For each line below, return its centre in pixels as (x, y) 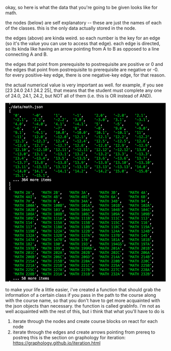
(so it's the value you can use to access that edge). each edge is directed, (83, 43)
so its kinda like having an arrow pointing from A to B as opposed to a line (82, 49)
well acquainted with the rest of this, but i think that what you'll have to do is (85, 312)
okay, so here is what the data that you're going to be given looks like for (81, 7)
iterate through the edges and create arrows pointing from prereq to (84, 332)
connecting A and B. (27, 54)
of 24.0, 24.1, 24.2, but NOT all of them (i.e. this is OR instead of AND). (79, 96)
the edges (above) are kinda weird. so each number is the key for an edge (83, 38)
